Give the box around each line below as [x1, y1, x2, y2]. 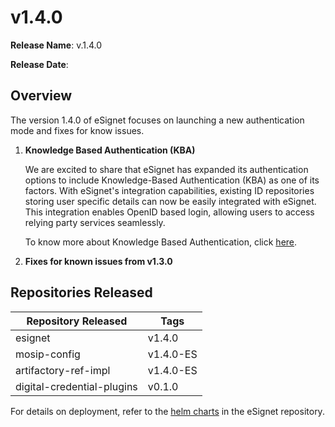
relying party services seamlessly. [24, 216, 166, 228]
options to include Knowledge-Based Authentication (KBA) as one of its [24, 174, 320, 186]
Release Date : [10, 58, 69, 70]
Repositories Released [10, 284, 153, 301]
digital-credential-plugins [15, 379, 138, 393]
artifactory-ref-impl [15, 363, 111, 377]
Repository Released [26, 314, 128, 328]
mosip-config [15, 347, 81, 361]
